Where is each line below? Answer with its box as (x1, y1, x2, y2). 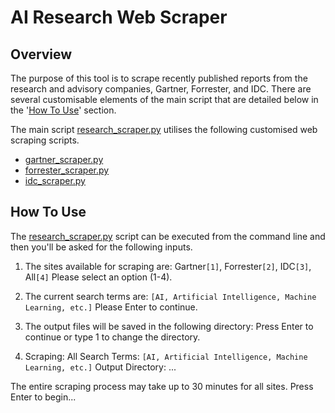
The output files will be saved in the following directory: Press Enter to (24, 320, 314, 332)
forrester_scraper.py (24, 164, 110, 176)
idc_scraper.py (24, 175, 86, 186)
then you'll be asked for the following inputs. (10, 241, 193, 253)
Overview (10, 46, 73, 63)
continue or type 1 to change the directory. (24, 331, 201, 343)
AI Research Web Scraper (10, 6, 228, 29)
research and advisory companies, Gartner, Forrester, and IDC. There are (10, 83, 312, 95)
